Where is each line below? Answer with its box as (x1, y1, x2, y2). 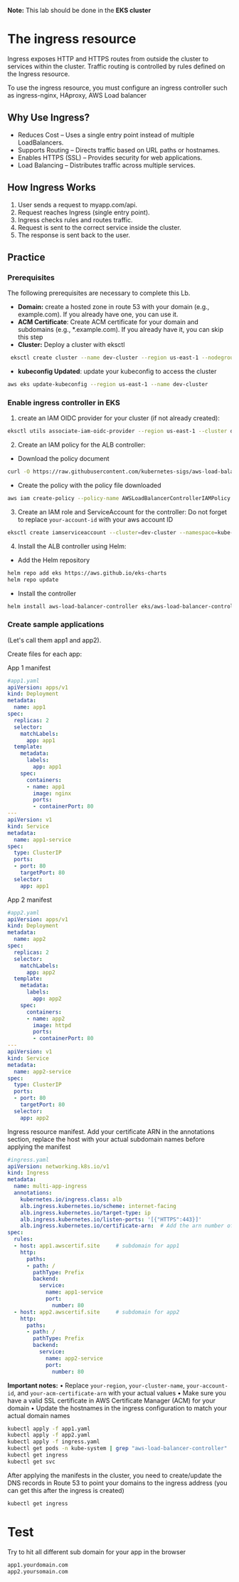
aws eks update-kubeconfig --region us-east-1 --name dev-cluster (7, 381, 208, 388)
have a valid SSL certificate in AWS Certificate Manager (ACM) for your (7, 1396, 216, 1405)
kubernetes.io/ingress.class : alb (20, 1196, 122, 1203)
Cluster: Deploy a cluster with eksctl (17, 340, 125, 349)
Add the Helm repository (17, 556, 90, 564)
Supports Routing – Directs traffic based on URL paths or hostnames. (17, 145, 221, 154)
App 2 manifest (7, 895, 52, 904)
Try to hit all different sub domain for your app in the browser (7, 1547, 186, 1556)
